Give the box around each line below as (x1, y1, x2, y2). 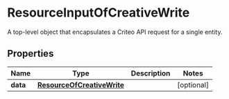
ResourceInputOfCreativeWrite (7, 5, 190, 21)
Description (130, 68, 171, 78)
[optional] (176, 80, 210, 89)
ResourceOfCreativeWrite (37, 80, 125, 89)
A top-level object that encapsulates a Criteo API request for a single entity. (7, 28, 223, 36)
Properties (7, 48, 54, 60)
